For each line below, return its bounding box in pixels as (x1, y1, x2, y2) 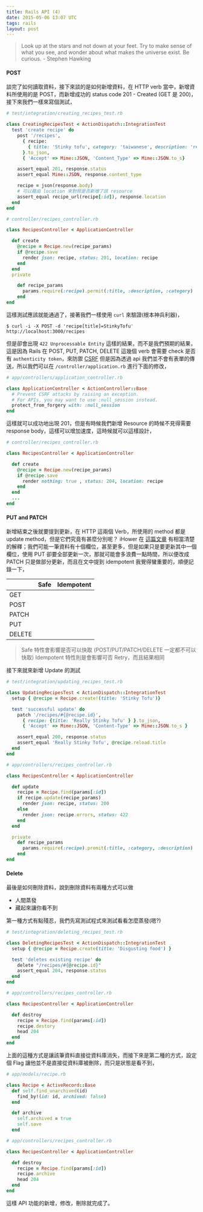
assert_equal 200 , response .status (17, 734, 107, 740)
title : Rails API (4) (6, 8, 61, 15)
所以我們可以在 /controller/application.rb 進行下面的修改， (16, 362, 170, 370)
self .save (17, 1121, 42, 1127)
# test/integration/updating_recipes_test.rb (6, 679, 123, 685)
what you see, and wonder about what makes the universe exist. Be (21, 49, 190, 56)
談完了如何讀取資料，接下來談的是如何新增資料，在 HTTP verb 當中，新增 (6, 83, 190, 91)
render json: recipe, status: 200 (22, 801, 110, 807)
